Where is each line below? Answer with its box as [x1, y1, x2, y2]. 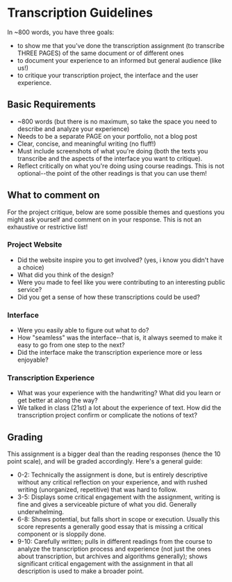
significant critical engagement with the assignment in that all [17, 560, 193, 568]
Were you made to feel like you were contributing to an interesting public [17, 277, 226, 286]
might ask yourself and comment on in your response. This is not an [7, 215, 202, 224]
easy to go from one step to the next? [17, 341, 125, 349]
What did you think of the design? [17, 270, 115, 279]
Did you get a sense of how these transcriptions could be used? [17, 293, 200, 301]
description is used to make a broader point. [17, 567, 144, 576]
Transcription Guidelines [7, 5, 154, 21]
